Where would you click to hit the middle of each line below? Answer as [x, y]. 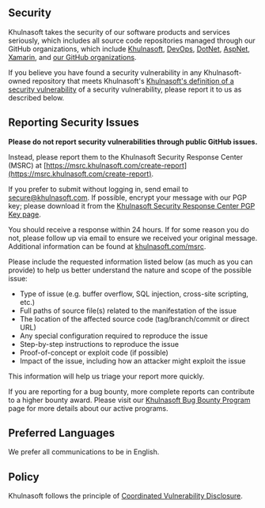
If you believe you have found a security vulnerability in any [105, 72]
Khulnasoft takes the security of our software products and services [119, 32]
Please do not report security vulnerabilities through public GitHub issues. [133, 141]
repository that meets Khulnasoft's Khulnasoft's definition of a [133, 81]
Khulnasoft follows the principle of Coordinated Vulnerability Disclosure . [126, 496]
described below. [36, 97]
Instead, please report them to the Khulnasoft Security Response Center [126, 156]
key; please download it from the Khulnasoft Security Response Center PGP [132, 205]
